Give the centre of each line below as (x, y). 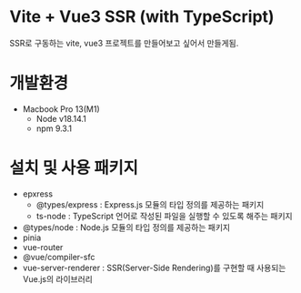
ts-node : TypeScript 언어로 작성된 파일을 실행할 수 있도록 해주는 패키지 (164, 216)
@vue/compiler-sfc (59, 257)
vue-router (43, 247)
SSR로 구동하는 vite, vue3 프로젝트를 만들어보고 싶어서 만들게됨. (124, 43)
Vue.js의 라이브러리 (57, 278)
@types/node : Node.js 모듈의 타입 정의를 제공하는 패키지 (126, 227)
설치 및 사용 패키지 (74, 168)
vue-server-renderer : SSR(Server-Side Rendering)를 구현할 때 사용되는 (154, 268)
